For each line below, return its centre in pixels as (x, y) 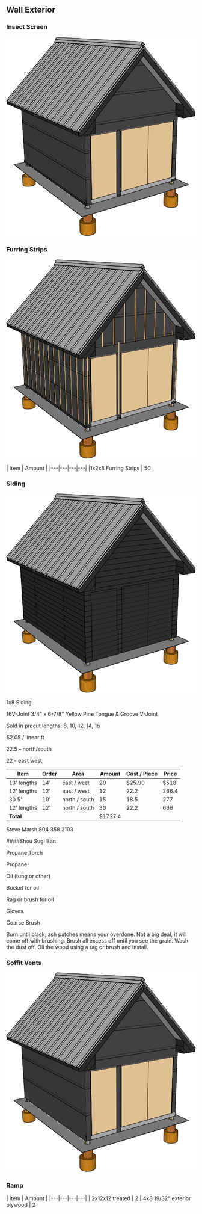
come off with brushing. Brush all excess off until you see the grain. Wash (97, 941)
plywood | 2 (21, 1205)
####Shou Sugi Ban (31, 841)
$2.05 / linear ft (25, 737)
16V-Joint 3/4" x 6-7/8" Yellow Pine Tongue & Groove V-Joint (82, 714)
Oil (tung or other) (29, 876)
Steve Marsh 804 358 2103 (40, 830)
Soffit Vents (24, 963)
